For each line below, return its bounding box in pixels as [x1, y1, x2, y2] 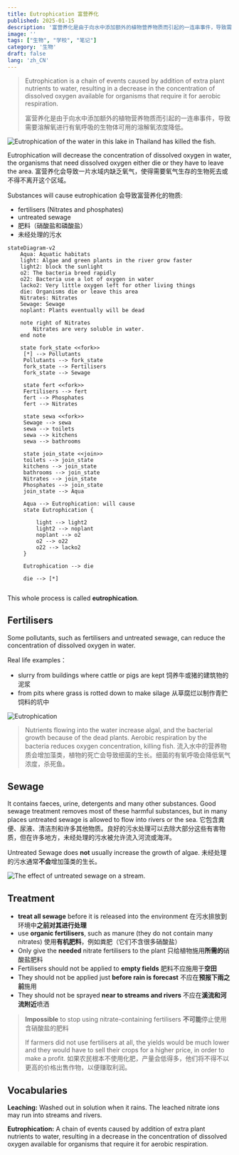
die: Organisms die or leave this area [20, 288, 139, 295]
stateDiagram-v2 [7, 244, 55, 252]
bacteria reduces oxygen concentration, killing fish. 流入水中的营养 [24, 741, 221, 750]
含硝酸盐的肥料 [24, 1024, 69, 1032]
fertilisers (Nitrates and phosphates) [17, 205, 124, 214]
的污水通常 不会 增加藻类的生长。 [7, 857, 101, 866]
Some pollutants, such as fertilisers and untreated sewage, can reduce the [7, 633, 225, 642]
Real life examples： [7, 655, 68, 664]
